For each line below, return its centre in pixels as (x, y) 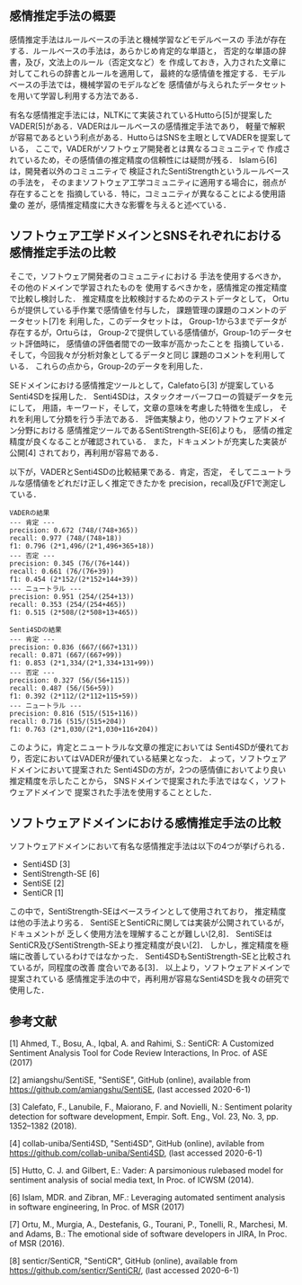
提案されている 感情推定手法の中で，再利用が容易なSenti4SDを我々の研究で (150, 979)
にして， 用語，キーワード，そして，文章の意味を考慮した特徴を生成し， (143, 407)
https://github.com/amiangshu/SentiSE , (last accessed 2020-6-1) (130, 1090)
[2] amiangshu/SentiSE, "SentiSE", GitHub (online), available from (130, 1080)
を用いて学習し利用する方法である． (76, 95)
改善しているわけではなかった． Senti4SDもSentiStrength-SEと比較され (158, 957)
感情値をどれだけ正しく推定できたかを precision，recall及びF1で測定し (155, 483)
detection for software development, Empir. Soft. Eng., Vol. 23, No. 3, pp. (144, 1117)
